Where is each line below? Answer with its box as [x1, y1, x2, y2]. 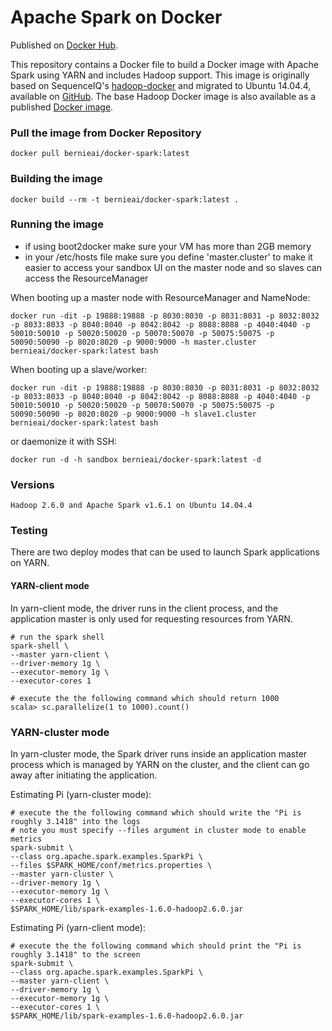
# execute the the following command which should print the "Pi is [10, 941, 302, 951]
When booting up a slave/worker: [10, 363, 148, 375]
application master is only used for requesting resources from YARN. [10, 612, 293, 625]
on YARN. [10, 557, 50, 569]
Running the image [10, 217, 104, 231]
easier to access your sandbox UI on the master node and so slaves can [24, 261, 322, 273]
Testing [10, 524, 48, 538]
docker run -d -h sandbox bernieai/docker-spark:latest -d [10, 454, 262, 465]
